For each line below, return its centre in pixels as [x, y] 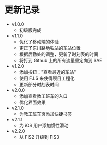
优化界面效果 [32, 102]
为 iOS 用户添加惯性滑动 [44, 125]
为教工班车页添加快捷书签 [46, 114]
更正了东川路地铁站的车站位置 [50, 48]
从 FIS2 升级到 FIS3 [39, 137]
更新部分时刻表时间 [39, 84]
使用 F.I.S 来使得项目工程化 [47, 78]
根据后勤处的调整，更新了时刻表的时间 [59, 54]
